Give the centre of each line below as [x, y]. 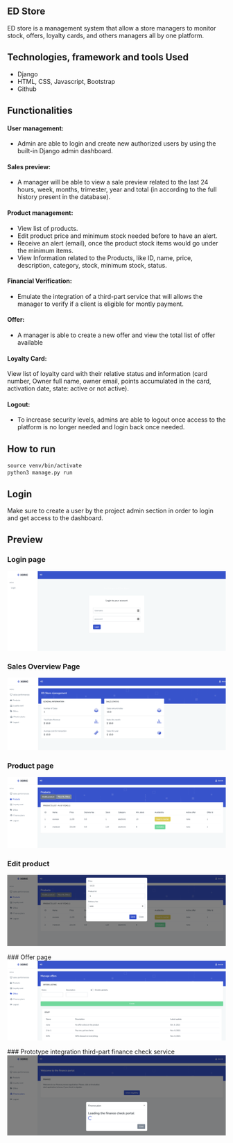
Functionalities [40, 111]
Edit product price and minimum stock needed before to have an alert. [117, 236]
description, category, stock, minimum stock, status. [92, 265]
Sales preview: [29, 166]
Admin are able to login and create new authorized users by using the [116, 144]
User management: [36, 128]
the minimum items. [45, 250]
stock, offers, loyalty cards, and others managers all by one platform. [106, 35]
